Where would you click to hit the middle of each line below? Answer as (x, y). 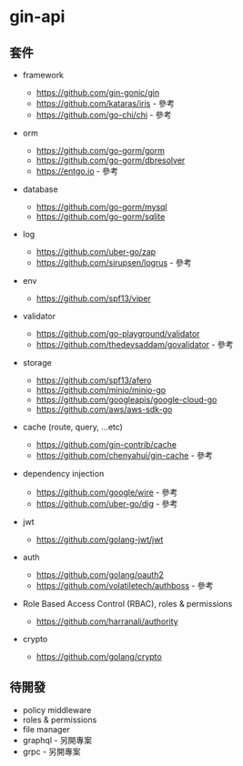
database (40, 189)
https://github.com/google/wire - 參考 (107, 492)
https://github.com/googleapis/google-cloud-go (127, 399)
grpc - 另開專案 (51, 751)
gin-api (37, 17)
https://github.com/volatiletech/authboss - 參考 (125, 585)
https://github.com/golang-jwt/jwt (100, 539)
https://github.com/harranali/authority (107, 621)
